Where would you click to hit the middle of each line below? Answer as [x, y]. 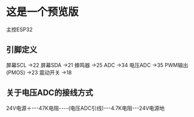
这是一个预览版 [42, 12]
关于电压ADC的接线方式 [50, 93]
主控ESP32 [19, 29]
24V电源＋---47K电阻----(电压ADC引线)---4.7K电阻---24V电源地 [86, 108]
